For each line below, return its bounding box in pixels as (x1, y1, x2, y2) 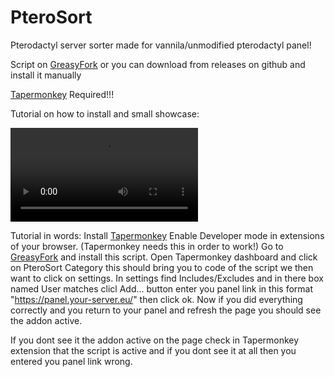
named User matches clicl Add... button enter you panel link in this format (10, 282, 313, 295)
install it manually (10, 69, 82, 81)
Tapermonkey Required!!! (10, 88, 115, 100)
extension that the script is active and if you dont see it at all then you (10, 344, 297, 356)
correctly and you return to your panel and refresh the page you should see (10, 304, 322, 316)
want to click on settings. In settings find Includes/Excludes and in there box (10, 272, 324, 284)
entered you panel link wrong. (10, 355, 133, 367)
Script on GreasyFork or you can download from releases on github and (10, 58, 306, 70)
